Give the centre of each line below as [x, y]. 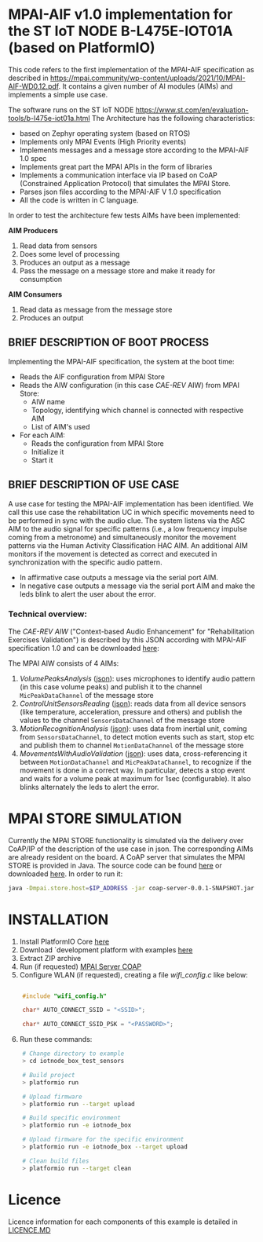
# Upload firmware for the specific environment [103, 1140]
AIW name [48, 401]
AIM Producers [33, 230]
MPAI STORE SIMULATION [95, 819]
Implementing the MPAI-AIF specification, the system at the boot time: [121, 361]
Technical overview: [48, 614]
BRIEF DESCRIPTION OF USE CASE [94, 485]
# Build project [49, 1075]
